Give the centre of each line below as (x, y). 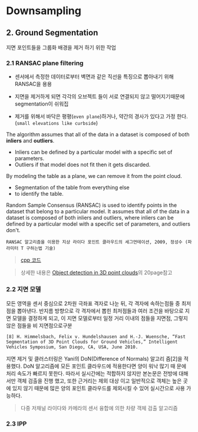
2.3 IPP (16, 424)
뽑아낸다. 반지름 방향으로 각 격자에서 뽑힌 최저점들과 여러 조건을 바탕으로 (100, 311)
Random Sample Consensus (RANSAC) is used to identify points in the (92, 205)
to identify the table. (39, 194)
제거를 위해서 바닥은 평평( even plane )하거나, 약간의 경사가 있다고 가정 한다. (101, 117)
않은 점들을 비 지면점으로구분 (39, 325)
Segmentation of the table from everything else (72, 187)
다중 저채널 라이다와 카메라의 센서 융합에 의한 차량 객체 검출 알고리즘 (99, 408)
